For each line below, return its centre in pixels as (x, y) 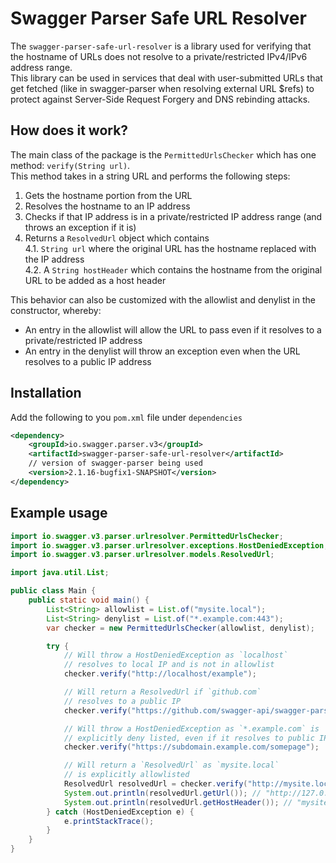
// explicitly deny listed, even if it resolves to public (189, 738)
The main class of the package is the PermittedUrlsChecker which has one (163, 154)
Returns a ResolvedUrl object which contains (117, 238)
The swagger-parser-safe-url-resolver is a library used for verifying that (161, 46)
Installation (46, 393)
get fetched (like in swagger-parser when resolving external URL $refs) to (162, 88)
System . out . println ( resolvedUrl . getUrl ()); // (162, 793)
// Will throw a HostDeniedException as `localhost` (175, 655)
